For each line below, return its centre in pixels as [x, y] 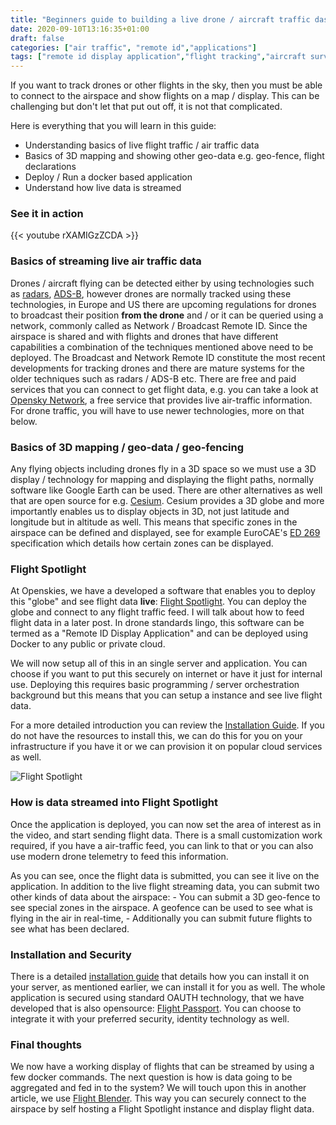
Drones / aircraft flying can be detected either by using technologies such [162, 283]
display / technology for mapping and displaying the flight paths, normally [162, 480]
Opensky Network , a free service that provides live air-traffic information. [161, 400]
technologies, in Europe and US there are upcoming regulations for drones [163, 304]
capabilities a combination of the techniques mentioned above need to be [162, 347]
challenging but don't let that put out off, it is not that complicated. [146, 107]
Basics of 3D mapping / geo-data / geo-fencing [127, 447]
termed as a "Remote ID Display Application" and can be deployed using [159, 633]
